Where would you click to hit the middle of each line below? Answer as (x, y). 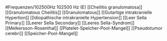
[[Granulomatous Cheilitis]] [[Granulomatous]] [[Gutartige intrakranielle (79, 12)
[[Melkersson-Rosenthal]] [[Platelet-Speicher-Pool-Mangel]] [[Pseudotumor (84, 28)
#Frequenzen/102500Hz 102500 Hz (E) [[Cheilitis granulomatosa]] (74, 7)
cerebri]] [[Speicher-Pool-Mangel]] (41, 33)
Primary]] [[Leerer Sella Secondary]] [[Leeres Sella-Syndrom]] (70, 23)
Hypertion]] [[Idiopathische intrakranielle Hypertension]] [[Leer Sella (76, 18)
